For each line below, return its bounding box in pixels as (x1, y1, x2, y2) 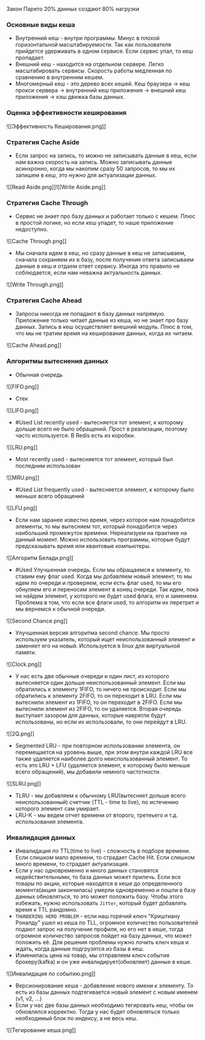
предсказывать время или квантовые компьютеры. (15, 542, 152, 549)
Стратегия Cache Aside (6, 138, 80, 146)
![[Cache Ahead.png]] (6, 342, 62, 349)
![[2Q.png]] (6, 730, 35, 737)
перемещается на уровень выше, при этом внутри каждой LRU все (15, 748, 193, 756)
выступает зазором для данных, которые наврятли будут (15, 711, 166, 719)
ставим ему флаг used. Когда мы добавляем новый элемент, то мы (15, 573, 192, 580)
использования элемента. (15, 818, 84, 825)
